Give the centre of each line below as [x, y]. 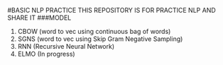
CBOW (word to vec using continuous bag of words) [94, 31]
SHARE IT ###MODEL [39, 18]
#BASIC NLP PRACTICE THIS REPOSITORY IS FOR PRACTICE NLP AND [112, 10]
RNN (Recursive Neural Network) [66, 46]
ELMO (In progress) [47, 54]
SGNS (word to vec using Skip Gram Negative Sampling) [100, 39]
